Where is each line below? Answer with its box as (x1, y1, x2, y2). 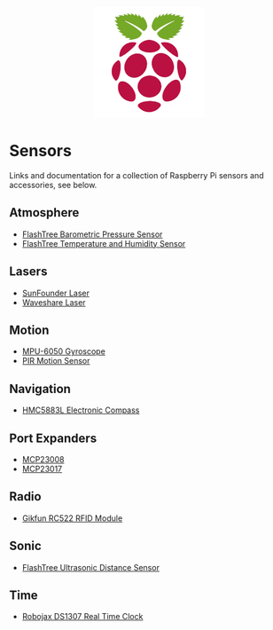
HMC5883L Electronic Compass (21, 405, 140, 415)
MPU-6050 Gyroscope (21, 346, 106, 357)
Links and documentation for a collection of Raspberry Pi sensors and (9, 169, 264, 180)
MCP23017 (21, 464, 63, 474)
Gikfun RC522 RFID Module (21, 513, 123, 524)
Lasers (9, 264, 48, 280)
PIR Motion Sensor (21, 356, 90, 366)
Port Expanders (9, 430, 97, 445)
